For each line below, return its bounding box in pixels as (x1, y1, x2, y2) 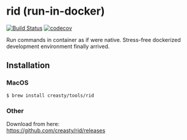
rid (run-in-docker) (6, 4, 105, 18)
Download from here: (6, 120, 60, 127)
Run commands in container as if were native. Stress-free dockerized (6, 36, 182, 43)
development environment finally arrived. (6, 43, 110, 50)
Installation (6, 60, 50, 71)
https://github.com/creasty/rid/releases (6, 127, 106, 134)
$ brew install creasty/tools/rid (6, 93, 95, 99)
